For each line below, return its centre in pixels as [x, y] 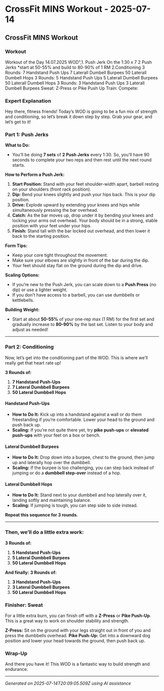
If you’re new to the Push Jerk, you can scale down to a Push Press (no [84, 285]
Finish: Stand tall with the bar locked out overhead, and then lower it [81, 231]
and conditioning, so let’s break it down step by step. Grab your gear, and [79, 117]
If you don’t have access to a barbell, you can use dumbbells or [76, 295]
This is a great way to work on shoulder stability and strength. [67, 620]
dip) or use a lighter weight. [40, 290]
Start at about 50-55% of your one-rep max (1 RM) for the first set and [83, 319]
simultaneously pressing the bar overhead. [55, 210]
